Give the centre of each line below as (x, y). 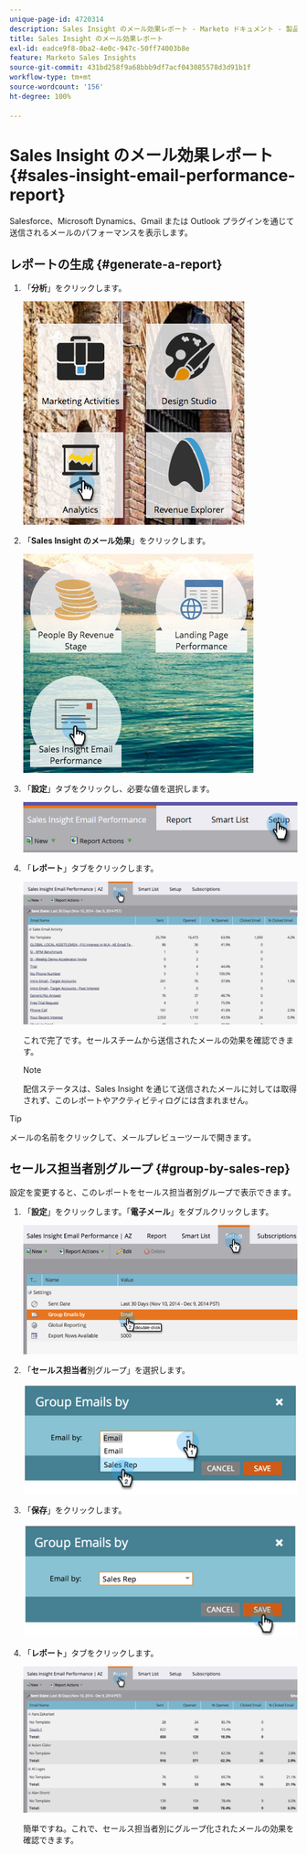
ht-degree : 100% (40, 96)
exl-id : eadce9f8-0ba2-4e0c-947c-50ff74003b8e (100, 48)
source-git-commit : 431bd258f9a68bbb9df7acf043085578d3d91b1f (130, 68)
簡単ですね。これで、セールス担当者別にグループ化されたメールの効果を (158, 1828)
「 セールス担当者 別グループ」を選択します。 (106, 1370)
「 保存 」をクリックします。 (74, 1510)
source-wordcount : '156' (57, 87)
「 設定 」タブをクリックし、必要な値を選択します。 (118, 789)
